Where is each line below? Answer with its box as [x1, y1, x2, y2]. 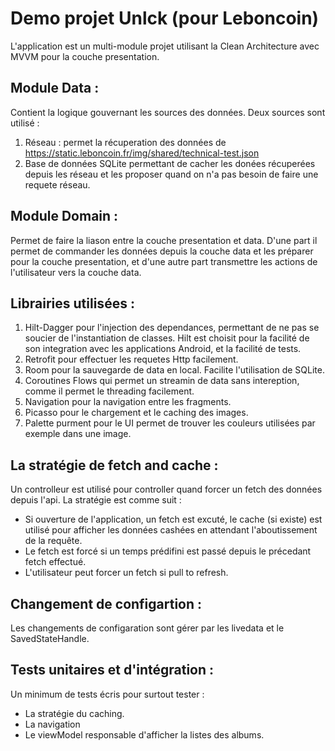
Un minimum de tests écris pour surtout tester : [10, 688, 205, 700]
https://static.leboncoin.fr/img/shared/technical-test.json [24, 147, 260, 159]
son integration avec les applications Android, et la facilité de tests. [24, 343, 302, 355]
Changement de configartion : [10, 595, 203, 612]
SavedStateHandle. [10, 633, 90, 644]
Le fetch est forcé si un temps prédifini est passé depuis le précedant [24, 545, 312, 557]
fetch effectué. [24, 556, 87, 568]
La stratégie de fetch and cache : [10, 457, 219, 474]
